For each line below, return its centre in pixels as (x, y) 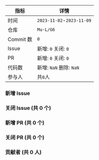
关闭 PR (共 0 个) (25, 137)
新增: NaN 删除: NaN (58, 67)
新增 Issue (18, 93)
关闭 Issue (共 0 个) (28, 108)
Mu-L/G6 (46, 30)
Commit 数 (20, 39)
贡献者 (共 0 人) (23, 152)
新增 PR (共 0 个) (25, 122)
